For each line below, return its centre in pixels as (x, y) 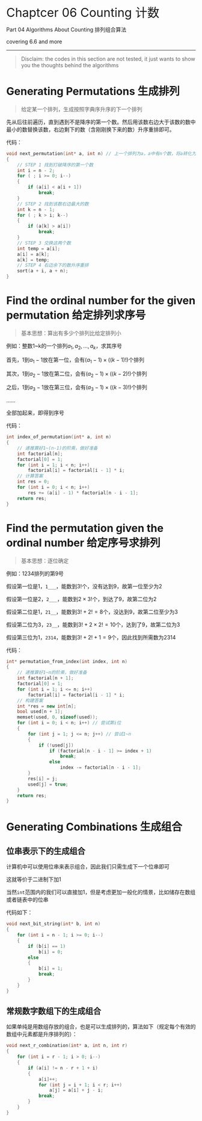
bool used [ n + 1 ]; (40, 712)
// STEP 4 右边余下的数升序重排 (53, 265)
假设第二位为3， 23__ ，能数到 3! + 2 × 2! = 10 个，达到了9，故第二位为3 (93, 625)
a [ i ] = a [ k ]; (33, 254)
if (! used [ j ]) (56, 745)
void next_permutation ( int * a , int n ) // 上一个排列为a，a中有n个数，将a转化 (99, 153)
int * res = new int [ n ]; (47, 706)
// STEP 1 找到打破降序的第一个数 (55, 165)
